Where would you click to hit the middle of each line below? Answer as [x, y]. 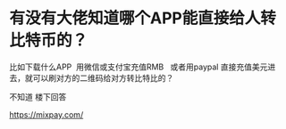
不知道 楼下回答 [38, 97]
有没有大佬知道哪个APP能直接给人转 [143, 18]
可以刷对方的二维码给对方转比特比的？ [103, 77]
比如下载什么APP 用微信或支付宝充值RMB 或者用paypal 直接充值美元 [139, 67]
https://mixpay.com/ [46, 114]
